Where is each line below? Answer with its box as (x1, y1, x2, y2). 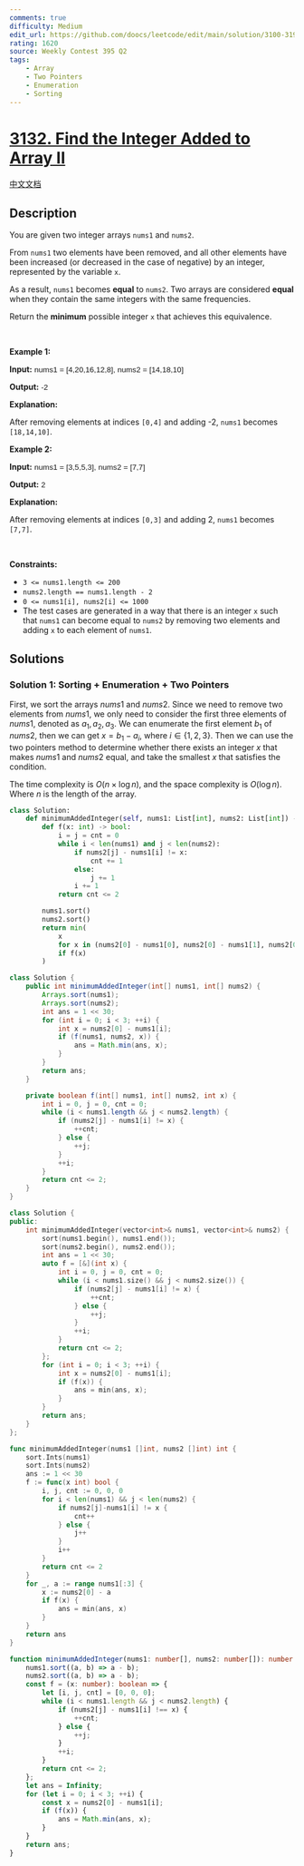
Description (9, 205, 77, 220)
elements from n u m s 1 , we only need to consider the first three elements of (9, 708, 288, 719)
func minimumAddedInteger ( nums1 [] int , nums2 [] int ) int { (9, 1444, 237, 1453)
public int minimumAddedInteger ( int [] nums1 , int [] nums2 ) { (25, 982, 261, 992)
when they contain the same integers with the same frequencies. (9, 294, 252, 305)
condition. (9, 761, 47, 772)
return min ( (42, 923, 88, 933)
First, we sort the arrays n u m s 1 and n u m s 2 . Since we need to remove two (9, 699, 283, 709)
